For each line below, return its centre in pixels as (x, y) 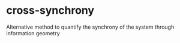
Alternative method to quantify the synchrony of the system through (90, 27)
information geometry (33, 33)
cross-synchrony (50, 10)
